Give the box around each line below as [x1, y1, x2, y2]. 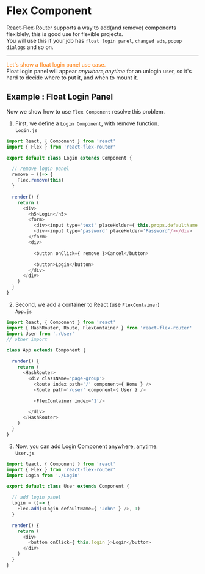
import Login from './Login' [6, 472, 81, 479]
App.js [15, 308, 32, 315]
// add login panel [12, 495, 62, 501]
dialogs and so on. [6, 43, 54, 51]
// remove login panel [12, 166, 70, 172]
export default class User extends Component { [6, 484, 130, 490]
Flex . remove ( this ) [17, 177, 64, 183]
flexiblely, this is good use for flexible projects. [6, 30, 123, 37]
